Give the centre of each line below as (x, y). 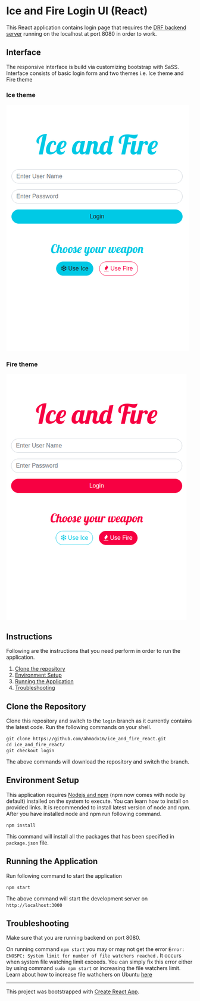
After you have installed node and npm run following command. (84, 814)
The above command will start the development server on (77, 898)
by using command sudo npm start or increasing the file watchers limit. (93, 968)
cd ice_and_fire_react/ (36, 745)
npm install (21, 825)
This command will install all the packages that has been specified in (90, 836)
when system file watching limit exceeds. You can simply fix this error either (99, 962)
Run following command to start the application (64, 875)
